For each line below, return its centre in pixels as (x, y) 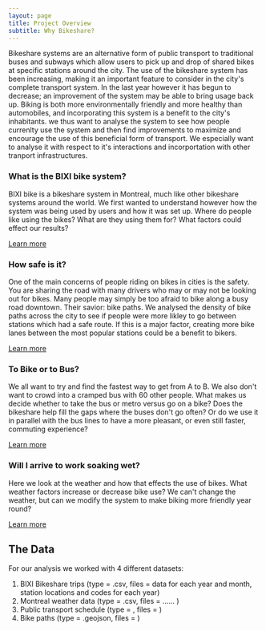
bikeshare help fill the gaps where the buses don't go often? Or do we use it (133, 412)
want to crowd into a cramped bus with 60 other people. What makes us (127, 395)
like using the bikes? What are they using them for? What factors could (125, 219)
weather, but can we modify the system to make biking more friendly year (130, 500)
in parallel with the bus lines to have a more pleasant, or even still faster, (127, 421)
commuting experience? (48, 429)
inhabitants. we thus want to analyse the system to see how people (119, 122)
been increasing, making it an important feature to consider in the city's (126, 79)
